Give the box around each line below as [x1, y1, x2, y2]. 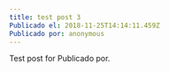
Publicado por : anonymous [9, 29, 104, 38]
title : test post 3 [9, 12, 81, 22]
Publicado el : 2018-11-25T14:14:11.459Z [9, 21, 161, 30]
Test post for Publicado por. [9, 54, 111, 64]
